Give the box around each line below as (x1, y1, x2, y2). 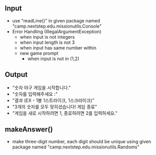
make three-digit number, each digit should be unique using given (12, 139, 151, 145)
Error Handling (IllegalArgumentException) (12, 28, 102, 35)
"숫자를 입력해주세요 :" (12, 91, 58, 97)
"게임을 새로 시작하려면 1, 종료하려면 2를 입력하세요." (12, 110, 118, 116)
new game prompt (19, 50, 59, 56)
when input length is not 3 (19, 39, 75, 45)
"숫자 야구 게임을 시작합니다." (12, 84, 71, 91)
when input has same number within (19, 44, 97, 50)
